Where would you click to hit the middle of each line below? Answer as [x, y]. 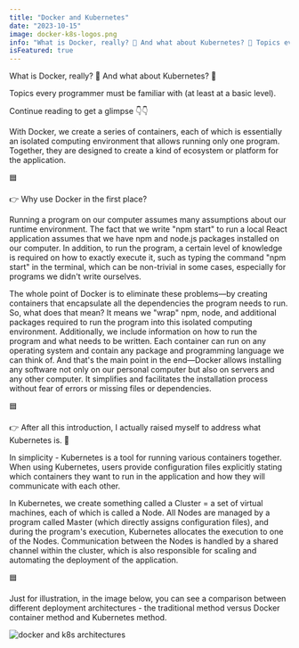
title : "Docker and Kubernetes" [69, 17]
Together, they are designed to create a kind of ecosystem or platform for [144, 151]
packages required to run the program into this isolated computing [131, 323]
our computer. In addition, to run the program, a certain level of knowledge [146, 248]
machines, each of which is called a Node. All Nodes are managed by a [140, 513]
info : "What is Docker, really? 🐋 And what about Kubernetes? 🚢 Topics [145, 42]
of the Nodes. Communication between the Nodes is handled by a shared [144, 541]
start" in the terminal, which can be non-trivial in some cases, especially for [148, 267]
